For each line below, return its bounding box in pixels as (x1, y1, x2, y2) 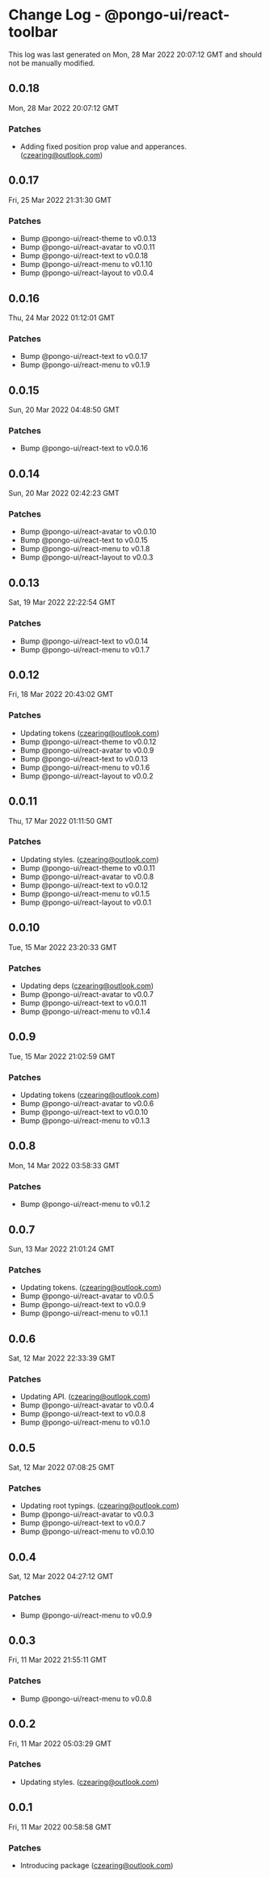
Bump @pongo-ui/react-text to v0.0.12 (19, 880, 148, 890)
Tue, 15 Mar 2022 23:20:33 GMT (8, 942, 117, 952)
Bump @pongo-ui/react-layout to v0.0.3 (19, 552, 154, 563)
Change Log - (8, 6, 102, 24)
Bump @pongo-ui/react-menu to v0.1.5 (19, 888, 150, 898)
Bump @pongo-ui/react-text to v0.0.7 (19, 1518, 146, 1528)
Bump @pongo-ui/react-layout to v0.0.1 (19, 897, 152, 907)
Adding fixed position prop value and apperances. (19, 141, 188, 151)
